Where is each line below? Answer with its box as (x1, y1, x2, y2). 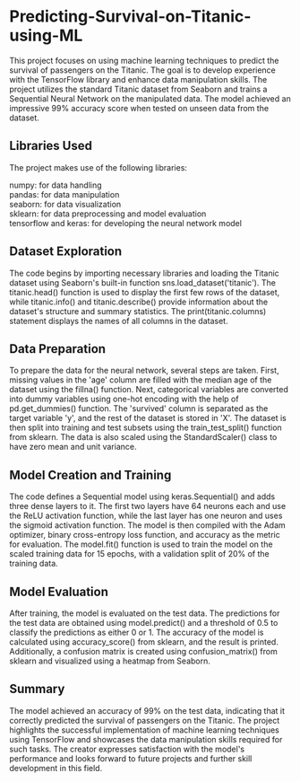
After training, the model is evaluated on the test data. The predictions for (9, 608, 280, 619)
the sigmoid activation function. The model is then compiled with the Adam (9, 520, 287, 531)
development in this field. (9, 762, 103, 773)
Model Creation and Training (9, 467, 172, 482)
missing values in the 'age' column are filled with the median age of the (9, 374, 272, 385)
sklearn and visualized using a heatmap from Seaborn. (9, 655, 210, 666)
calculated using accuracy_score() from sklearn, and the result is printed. (9, 637, 279, 647)
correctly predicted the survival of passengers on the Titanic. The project (9, 715, 280, 725)
